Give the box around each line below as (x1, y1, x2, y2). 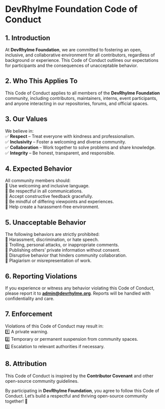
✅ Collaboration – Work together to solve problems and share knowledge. (5, 144, 156, 150)
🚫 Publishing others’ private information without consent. (5, 247, 121, 253)
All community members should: (5, 178, 71, 183)
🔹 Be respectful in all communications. (5, 188, 83, 194)
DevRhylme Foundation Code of (5, 3, 138, 15)
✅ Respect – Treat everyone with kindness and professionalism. (5, 133, 135, 139)
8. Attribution (5, 360, 47, 368)
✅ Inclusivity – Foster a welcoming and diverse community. (5, 138, 127, 144)
